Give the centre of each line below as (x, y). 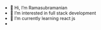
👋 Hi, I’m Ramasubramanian (39, 8)
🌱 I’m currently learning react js (43, 18)
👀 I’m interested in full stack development (53, 13)
